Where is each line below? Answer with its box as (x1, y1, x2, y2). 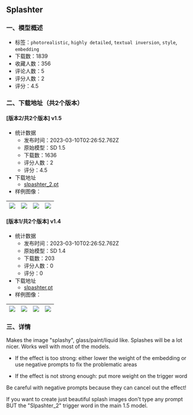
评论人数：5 (14, 67, 45, 74)
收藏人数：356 (14, 60, 51, 67)
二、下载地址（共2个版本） (6, 99, 83, 107)
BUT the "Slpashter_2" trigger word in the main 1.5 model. (6, 402, 148, 409)
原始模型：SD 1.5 (23, 144, 66, 151)
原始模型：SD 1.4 (23, 248, 66, 255)
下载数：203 (23, 255, 55, 262)
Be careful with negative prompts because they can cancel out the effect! (6, 384, 186, 391)
